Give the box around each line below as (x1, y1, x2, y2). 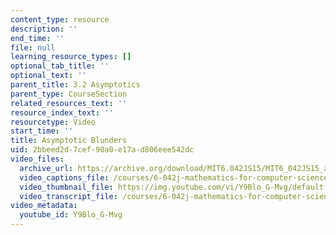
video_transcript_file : (19, 191, 118, 201)
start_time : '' (10, 126, 74, 136)
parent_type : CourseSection (10, 89, 128, 99)
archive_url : (19, 163, 74, 173)
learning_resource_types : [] (10, 52, 132, 62)
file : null (10, 42, 56, 53)
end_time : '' (10, 33, 65, 43)
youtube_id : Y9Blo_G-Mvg (19, 210, 123, 220)
